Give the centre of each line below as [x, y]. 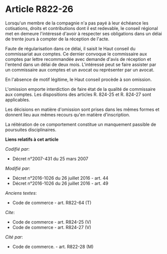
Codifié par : [17, 149]
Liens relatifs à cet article [32, 139]
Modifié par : [18, 168]
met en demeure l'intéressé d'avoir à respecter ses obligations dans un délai [83, 33]
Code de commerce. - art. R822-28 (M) [53, 247]
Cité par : [14, 237]
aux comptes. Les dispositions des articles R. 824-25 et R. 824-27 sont [78, 94]
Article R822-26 [39, 9]
